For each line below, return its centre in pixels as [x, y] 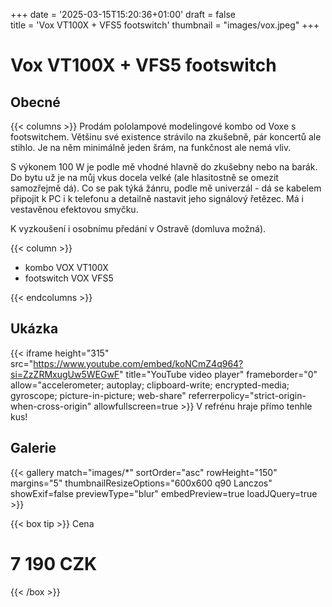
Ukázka [34, 329]
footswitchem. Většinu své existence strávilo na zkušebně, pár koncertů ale [166, 137]
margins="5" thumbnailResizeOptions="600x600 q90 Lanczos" [141, 483]
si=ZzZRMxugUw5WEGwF [65, 374]
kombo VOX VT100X [66, 267]
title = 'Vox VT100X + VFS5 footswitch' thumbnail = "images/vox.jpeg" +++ [165, 25]
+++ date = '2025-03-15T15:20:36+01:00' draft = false [123, 14]
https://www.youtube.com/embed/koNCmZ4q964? [138, 363]
